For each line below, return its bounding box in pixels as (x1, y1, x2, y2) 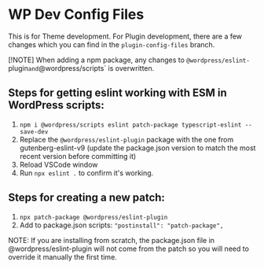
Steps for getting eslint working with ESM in (8, 87, 228, 100)
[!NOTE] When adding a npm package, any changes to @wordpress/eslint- (8, 55, 250, 64)
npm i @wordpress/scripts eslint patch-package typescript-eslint (19, 120, 242, 129)
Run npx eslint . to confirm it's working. (19, 168, 154, 178)
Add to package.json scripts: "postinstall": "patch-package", (19, 220, 224, 230)
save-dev (19, 127, 49, 135)
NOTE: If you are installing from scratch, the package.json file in (8, 235, 214, 245)
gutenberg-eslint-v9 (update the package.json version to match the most (19, 143, 256, 153)
